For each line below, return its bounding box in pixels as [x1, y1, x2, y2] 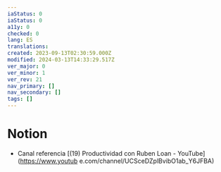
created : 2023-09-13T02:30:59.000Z [7, 50, 112, 57]
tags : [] [7, 96, 33, 103]
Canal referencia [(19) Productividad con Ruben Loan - [17, 149, 176, 157]
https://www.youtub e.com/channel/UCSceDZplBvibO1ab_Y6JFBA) [20, 156, 215, 165]
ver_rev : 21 [7, 75, 42, 83]
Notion [7, 126, 48, 142]
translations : [7, 43, 49, 50]
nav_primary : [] [7, 82, 55, 90]
